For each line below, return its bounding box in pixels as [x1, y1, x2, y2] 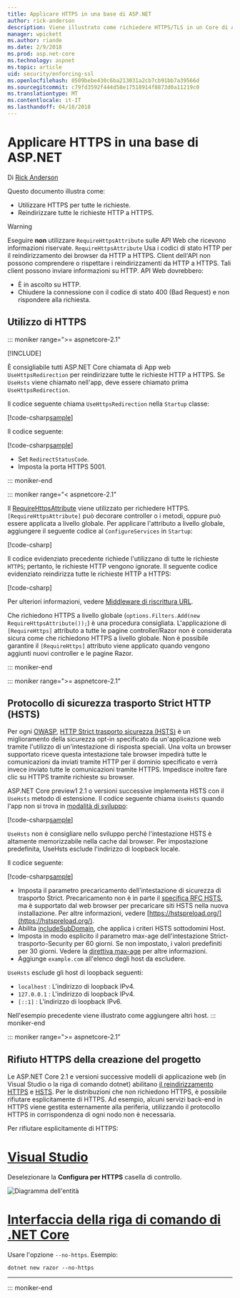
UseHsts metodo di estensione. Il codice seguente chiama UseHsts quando [7, 794, 224, 803]
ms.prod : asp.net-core [7, 51, 75, 58]
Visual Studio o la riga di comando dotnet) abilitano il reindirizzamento [7, 1080, 214, 1089]
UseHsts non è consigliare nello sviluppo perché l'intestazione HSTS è [7, 829, 212, 838]
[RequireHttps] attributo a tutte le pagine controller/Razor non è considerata [7, 626, 232, 634]
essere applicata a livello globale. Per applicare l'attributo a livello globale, [7, 519, 225, 527]
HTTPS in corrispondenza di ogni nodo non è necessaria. [7, 1110, 176, 1119]
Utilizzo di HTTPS [7, 316, 87, 329]
